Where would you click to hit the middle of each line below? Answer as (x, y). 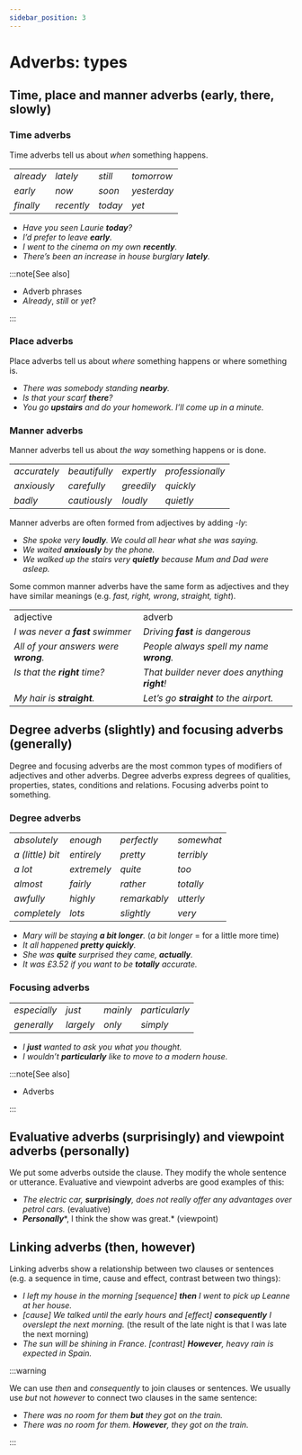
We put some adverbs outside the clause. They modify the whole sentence (148, 1173)
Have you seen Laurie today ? (77, 227)
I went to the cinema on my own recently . (100, 246)
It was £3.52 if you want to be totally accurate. (110, 964)
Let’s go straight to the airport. (208, 698)
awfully (30, 899)
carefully (87, 486)
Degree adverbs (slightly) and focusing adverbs (147, 730)
